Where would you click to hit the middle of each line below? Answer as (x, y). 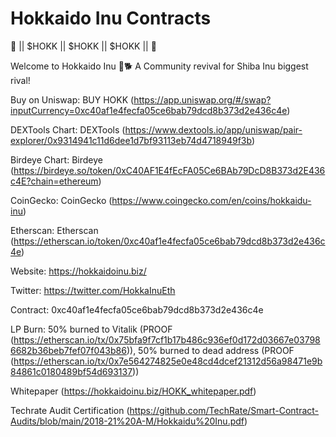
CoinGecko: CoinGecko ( (61, 200)
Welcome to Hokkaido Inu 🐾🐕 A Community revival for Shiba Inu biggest (159, 66)
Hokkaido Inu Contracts (111, 18)
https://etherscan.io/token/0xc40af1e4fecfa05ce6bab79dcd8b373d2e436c (169, 241)
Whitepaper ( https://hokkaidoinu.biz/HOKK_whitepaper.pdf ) (133, 391)
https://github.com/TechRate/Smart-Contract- (224, 410)
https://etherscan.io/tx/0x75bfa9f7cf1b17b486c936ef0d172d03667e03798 (167, 339)
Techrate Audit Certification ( (70, 410)
